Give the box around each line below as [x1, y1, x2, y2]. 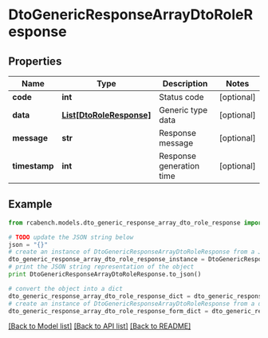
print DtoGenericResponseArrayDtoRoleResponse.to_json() [8, 270, 202, 279]
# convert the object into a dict [8, 284, 124, 292]
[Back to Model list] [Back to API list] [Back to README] [8, 321, 191, 331]
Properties [8, 54, 62, 68]
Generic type [159, 105, 208, 115]
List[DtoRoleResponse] [61, 109, 152, 121]
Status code [159, 92, 204, 102]
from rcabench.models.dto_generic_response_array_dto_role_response [8, 218, 241, 227]
